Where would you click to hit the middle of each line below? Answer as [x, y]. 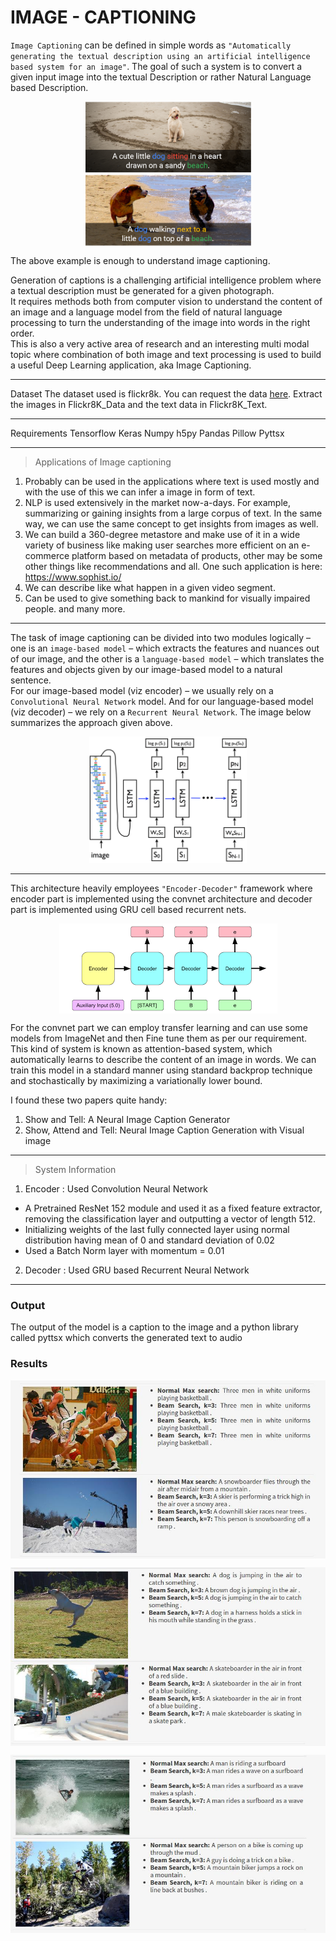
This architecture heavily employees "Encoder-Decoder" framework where [161, 888]
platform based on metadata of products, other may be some [197, 555]
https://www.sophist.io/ [73, 577]
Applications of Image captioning [103, 462]
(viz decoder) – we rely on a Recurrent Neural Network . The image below [161, 712]
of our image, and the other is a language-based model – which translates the [167, 658]
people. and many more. [75, 608]
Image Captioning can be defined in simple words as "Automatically [151, 45]
